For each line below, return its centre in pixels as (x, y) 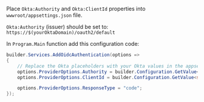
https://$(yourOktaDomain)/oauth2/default (61, 33)
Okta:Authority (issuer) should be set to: (57, 27)
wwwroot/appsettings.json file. (44, 15)
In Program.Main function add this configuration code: (73, 44)
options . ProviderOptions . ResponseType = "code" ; (80, 88)
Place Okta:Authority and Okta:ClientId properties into (76, 9)
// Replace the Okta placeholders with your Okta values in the (100, 66)
